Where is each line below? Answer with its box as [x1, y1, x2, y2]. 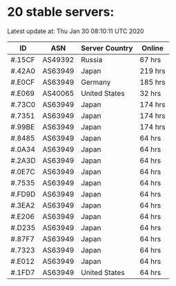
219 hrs [139, 66, 166, 76]
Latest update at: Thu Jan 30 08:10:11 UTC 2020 [7, 27, 144, 35]
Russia [80, 54, 103, 64]
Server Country [80, 43, 133, 52]
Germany [80, 77, 111, 87]
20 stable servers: [7, 4, 115, 20]
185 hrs [139, 77, 166, 87]
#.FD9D [10, 189, 36, 198]
